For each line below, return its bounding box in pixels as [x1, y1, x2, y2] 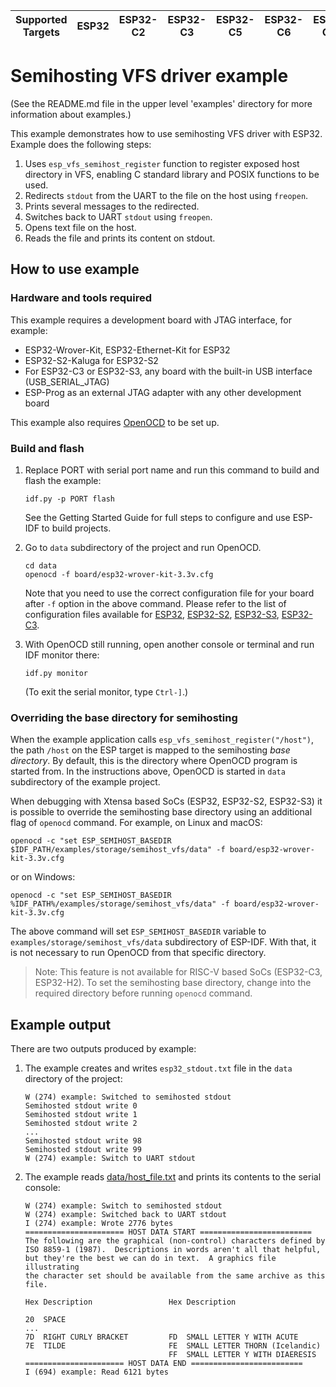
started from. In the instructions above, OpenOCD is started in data [10, 765, 286, 778]
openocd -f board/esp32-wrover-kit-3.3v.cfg [24, 569, 214, 579]
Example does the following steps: [10, 138, 152, 150]
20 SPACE [24, 1315, 67, 1325]
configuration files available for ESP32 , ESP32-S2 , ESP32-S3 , [24, 608, 280, 620]
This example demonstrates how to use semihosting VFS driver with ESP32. [10, 127, 323, 139]
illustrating [24, 1262, 80, 1273]
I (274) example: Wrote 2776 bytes [24, 1219, 174, 1229]
